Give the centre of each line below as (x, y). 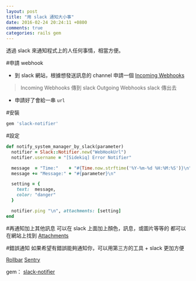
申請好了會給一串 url (40, 100)
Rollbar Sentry (23, 259)
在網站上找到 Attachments (37, 235)
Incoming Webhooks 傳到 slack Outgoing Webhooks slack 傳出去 (98, 88)
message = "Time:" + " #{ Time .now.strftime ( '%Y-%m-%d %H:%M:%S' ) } (97, 168)
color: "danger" (36, 195)
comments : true (24, 28)
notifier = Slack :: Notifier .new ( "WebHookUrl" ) (69, 152)
